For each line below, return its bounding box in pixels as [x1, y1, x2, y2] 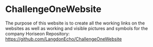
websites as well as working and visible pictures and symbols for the [5, 25, 148, 31]
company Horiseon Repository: [5, 30, 70, 36]
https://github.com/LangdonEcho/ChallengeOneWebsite [5, 36, 122, 42]
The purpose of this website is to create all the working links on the [5, 20, 145, 26]
